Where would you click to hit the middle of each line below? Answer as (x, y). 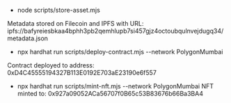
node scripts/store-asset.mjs (59, 10)
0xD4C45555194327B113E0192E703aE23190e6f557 (82, 73)
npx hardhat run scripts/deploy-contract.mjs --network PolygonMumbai (120, 52)
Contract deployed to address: (51, 65)
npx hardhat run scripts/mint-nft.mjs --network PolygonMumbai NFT (115, 86)
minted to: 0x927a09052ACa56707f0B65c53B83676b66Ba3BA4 (110, 94)
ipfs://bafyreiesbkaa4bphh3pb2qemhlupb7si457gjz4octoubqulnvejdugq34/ (115, 31)
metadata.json (28, 38)
